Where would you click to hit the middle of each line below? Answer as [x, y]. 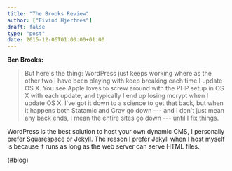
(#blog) [18, 160]
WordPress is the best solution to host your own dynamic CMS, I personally [116, 132]
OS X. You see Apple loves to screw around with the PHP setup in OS [124, 88]
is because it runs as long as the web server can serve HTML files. [103, 146]
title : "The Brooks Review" [48, 14]
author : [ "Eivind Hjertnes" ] [50, 20]
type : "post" [26, 33]
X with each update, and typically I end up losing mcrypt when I [116, 96]
